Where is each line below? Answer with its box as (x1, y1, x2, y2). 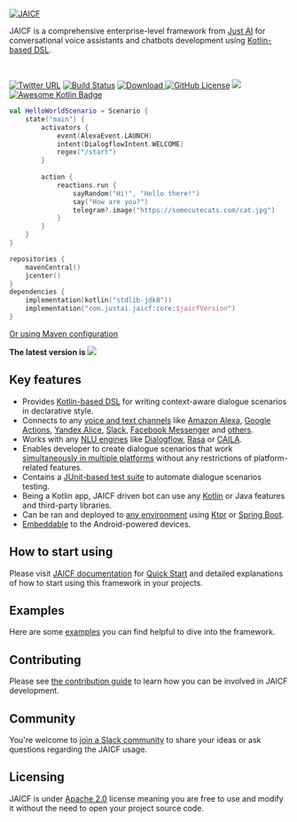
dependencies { (9, 288, 66, 296)
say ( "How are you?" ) (72, 197, 149, 206)
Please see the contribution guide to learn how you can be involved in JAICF (9, 676, 288, 687)
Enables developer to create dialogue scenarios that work (21, 443, 233, 454)
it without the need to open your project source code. (9, 802, 204, 813)
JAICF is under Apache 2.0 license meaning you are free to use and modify (9, 793, 284, 803)
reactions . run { (56, 180, 117, 190)
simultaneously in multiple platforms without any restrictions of (21, 453, 253, 463)
